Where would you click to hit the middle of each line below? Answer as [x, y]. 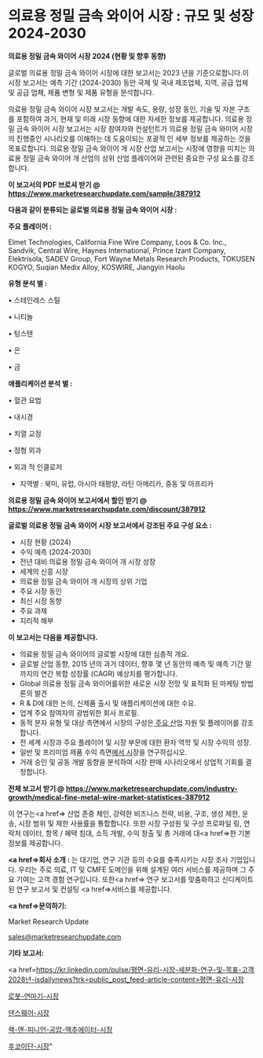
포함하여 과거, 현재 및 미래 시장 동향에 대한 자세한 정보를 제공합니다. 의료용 [130, 119]
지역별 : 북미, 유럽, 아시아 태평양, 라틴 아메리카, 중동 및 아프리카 [117, 483]
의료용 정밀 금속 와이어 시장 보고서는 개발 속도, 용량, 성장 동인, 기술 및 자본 [122, 109]
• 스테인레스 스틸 [34, 300]
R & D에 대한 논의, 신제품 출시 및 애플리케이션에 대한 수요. [108, 703]
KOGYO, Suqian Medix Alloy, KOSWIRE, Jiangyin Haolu [97, 267]
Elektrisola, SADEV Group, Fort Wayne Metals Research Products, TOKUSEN [131, 258]
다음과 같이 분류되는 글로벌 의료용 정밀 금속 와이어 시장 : [93, 210]
